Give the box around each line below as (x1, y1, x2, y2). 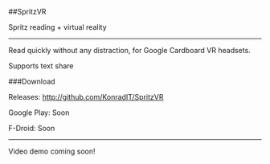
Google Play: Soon (8, 108, 70, 117)
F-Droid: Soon (8, 124, 55, 133)
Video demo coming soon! (8, 146, 96, 156)
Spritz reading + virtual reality (8, 23, 107, 31)
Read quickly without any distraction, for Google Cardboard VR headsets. (8, 46, 251, 55)
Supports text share (8, 61, 74, 71)
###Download (8, 76, 55, 86)
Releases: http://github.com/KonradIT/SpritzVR (8, 92, 164, 101)
